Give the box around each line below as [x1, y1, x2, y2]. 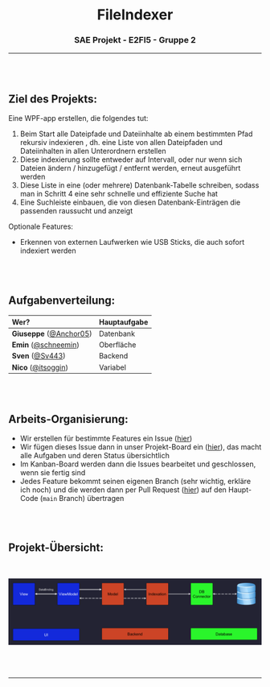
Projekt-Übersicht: [8, 541, 104, 555]
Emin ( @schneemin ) [11, 340, 80, 350]
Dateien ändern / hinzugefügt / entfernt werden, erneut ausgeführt [19, 163, 241, 173]
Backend [99, 351, 129, 361]
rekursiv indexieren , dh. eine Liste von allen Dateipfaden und [19, 138, 223, 147]
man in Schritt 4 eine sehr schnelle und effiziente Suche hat [19, 189, 219, 199]
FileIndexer [96, 6, 174, 24]
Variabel [99, 362, 127, 372]
